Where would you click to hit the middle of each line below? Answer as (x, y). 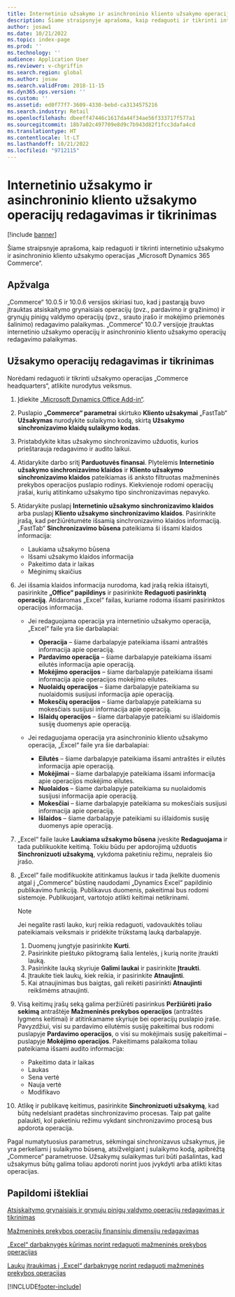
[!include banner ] (32, 234)
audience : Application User (48, 60)
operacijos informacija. (50, 607)
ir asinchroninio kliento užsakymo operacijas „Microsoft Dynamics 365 (109, 255)
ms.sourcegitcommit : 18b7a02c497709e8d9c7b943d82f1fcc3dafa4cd (101, 124)
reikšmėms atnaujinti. (58, 990)
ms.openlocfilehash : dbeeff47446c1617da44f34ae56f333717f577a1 (101, 118)
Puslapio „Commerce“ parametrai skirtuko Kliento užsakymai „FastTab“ (122, 413)
